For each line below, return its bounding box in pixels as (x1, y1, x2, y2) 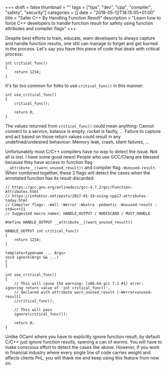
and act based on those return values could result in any (5, 133, 121, 139)
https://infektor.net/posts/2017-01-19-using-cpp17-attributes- (11, 193, 149, 198)
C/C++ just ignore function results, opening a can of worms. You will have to (5, 339, 162, 344)
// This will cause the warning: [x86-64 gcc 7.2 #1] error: (14, 281, 144, 286)
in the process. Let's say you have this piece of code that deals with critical (5, 46, 160, 51)
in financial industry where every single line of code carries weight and (5, 349, 151, 355)
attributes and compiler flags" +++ (5, 25, 76, 31)
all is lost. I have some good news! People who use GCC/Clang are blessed (5, 154, 160, 159)
